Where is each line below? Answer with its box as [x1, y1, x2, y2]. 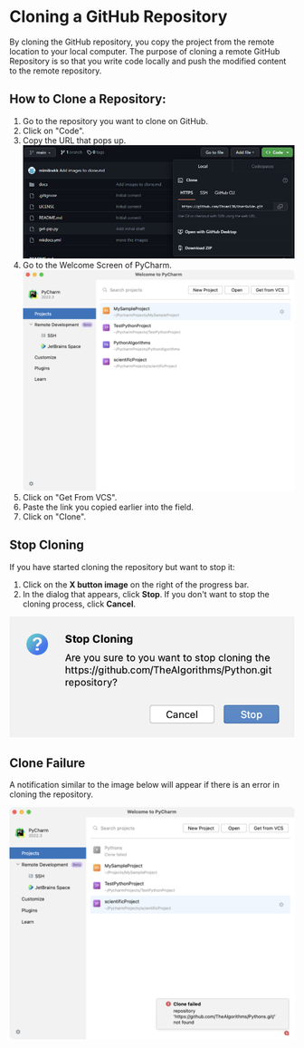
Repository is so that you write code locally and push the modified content [9, 55, 287, 66]
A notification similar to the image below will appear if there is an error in [9, 780, 280, 791]
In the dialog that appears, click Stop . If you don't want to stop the [22, 588, 270, 599]
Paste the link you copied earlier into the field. [22, 501, 195, 512]
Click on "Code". [22, 125, 85, 136]
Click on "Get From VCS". [22, 491, 118, 502]
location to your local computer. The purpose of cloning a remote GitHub [9, 45, 280, 56]
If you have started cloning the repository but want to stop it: [9, 561, 235, 572]
